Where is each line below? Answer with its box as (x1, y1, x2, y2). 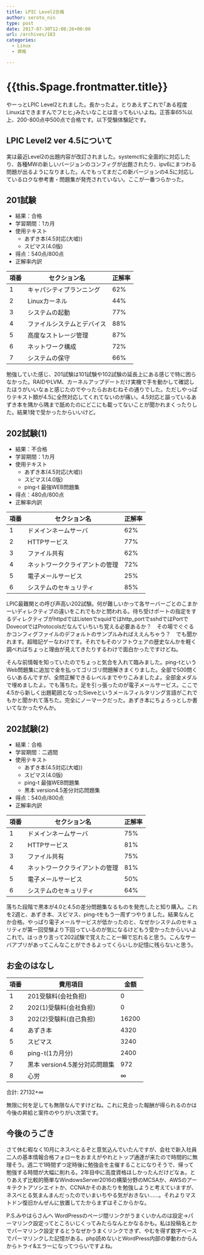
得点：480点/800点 (15, 491, 64, 498)
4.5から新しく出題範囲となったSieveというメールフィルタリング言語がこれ (6, 689, 192, 696)
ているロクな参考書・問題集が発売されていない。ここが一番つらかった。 (6, 176, 187, 183)
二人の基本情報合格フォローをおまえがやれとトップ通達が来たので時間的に (6, 1153, 192, 1161)
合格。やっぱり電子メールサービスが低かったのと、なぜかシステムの (11, 918, 182, 926)
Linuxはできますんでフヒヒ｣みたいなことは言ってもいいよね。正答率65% (6, 108, 188, 115)
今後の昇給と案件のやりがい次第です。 (6, 1109, 102, 1116)
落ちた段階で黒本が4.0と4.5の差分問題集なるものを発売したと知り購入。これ (6, 903, 198, 910)
